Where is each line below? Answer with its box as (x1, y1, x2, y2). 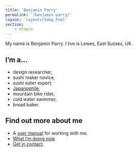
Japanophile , (12, 85, 40, 91)
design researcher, (12, 69, 53, 75)
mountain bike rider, (12, 91, 55, 97)
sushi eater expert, (12, 80, 53, 86)
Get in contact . (12, 141, 44, 147)
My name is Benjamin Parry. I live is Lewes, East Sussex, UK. (5, 40, 133, 47)
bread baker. (12, 101, 40, 107)
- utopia (14, 27, 33, 32)
